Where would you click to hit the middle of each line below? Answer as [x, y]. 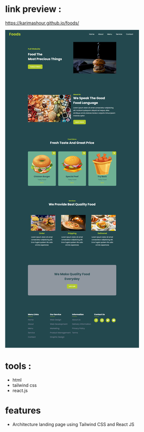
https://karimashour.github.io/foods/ [42, 23]
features [23, 411]
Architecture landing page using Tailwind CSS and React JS [73, 424]
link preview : [33, 9]
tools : [18, 366]
